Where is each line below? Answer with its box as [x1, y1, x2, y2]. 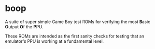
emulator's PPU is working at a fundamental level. [5, 38, 104, 44]
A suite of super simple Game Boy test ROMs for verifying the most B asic [5, 19, 151, 24]
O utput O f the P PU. [5, 24, 43, 29]
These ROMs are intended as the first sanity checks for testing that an [5, 33, 144, 39]
